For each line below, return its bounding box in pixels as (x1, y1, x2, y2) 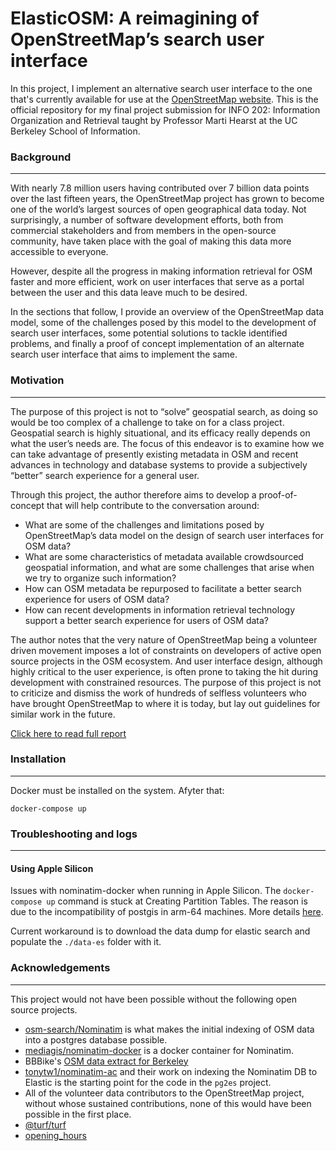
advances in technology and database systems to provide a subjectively (10, 458, 308, 471)
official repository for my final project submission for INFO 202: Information (10, 103, 321, 116)
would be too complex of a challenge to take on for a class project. (10, 416, 285, 428)
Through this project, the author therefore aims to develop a (10, 488, 257, 501)
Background (10, 150, 72, 164)
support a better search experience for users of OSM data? (24, 614, 269, 626)
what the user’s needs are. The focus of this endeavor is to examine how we (10, 437, 325, 449)
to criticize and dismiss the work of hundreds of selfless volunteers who (10, 687, 307, 699)
